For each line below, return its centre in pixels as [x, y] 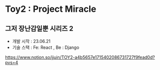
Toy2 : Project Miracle [51, 9]
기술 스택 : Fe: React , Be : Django [46, 47]
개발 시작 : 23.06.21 [31, 41]
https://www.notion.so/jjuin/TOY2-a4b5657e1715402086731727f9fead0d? [80, 57]
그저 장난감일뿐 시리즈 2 [39, 28]
